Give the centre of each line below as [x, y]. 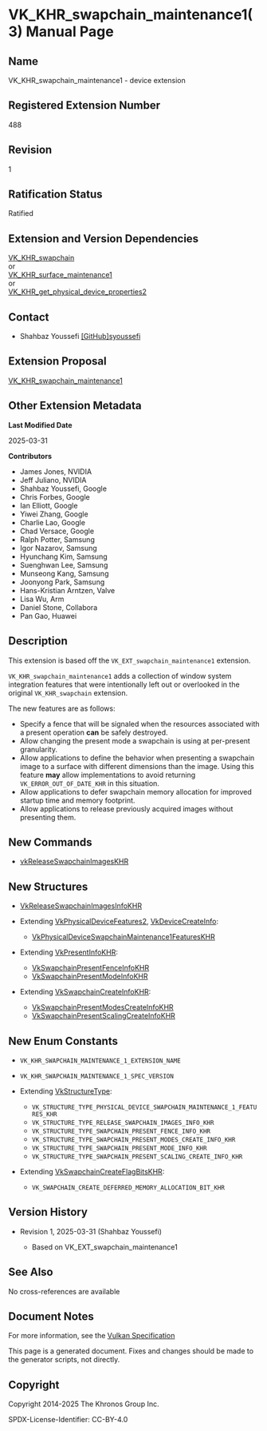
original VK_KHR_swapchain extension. [68, 692]
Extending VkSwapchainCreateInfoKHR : [85, 992]
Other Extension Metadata [75, 406]
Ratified [21, 213]
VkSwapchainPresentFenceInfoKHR [90, 968]
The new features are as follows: [62, 708]
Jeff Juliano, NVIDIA [53, 480]
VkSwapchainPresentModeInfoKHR [90, 976]
